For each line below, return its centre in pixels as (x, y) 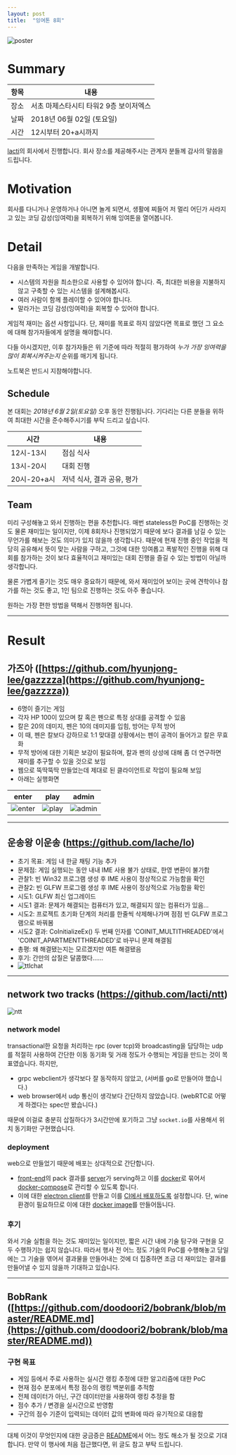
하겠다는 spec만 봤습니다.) (61, 1105)
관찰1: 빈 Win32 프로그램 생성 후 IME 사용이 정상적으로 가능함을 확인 (111, 878)
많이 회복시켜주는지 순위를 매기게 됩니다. (63, 356)
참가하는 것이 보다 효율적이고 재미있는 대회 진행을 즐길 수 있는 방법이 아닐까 (123, 557)
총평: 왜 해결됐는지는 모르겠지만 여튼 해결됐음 (79, 949)
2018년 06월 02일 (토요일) (74, 119)
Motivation (40, 189)
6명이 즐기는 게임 (41, 709)
